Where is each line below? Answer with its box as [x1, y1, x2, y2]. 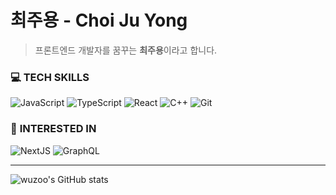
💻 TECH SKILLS [10, 70, 90, 84]
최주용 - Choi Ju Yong [10, 9, 188, 32]
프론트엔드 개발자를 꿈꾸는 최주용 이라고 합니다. [34, 44, 218, 56]
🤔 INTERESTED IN [10, 122, 97, 136]
